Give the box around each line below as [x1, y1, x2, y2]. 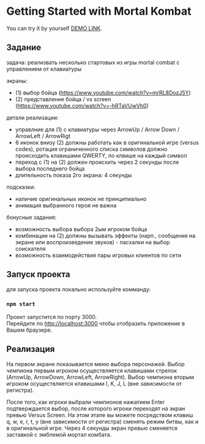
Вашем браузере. [6, 326, 53, 334]
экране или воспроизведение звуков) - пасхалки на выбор [15, 238, 170, 246]
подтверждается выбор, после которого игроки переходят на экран [6, 405, 185, 412]
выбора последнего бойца [15, 164, 85, 172]
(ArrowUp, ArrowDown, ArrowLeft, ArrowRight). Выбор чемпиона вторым [6, 373, 195, 381]
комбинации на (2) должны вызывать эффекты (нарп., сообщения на [15, 232, 196, 239]
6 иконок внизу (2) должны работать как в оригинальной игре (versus [15, 139, 199, 146]
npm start [6, 300, 35, 308]
